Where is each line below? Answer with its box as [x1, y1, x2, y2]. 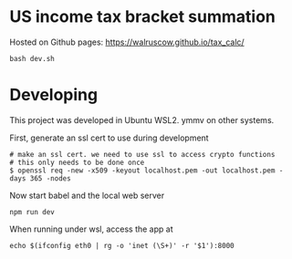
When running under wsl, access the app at [9, 223, 173, 234]
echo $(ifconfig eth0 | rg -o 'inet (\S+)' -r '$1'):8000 [9, 241, 235, 250]
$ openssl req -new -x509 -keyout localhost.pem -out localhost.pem [9, 166, 276, 175]
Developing [9, 85, 99, 106]
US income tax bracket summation [9, 6, 276, 27]
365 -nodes [29, 173, 71, 183]
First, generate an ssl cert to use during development [9, 132, 209, 143]
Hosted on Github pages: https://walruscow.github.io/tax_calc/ [9, 36, 245, 47]
